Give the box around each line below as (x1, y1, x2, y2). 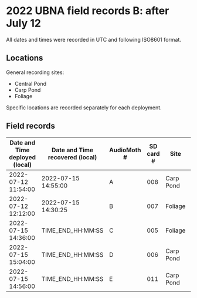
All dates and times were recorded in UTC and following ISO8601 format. (6, 36, 182, 43)
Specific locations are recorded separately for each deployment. (6, 104, 162, 111)
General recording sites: (6, 69, 64, 76)
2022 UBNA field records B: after (6, 4, 169, 18)
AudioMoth (109, 146, 142, 154)
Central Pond (14, 80, 47, 87)
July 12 (6, 16, 41, 30)
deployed (9, 153, 36, 161)
